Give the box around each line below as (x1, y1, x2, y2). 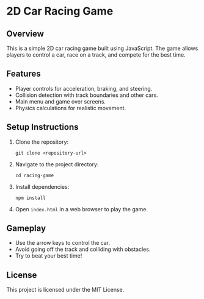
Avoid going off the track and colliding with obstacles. (15, 245, 151, 253)
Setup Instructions (6, 122, 79, 132)
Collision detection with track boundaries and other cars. (15, 91, 159, 99)
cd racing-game (15, 172, 54, 178)
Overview (6, 29, 45, 39)
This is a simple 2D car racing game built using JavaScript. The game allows (6, 44, 199, 52)
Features (6, 69, 41, 79)
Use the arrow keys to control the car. (15, 239, 111, 247)
